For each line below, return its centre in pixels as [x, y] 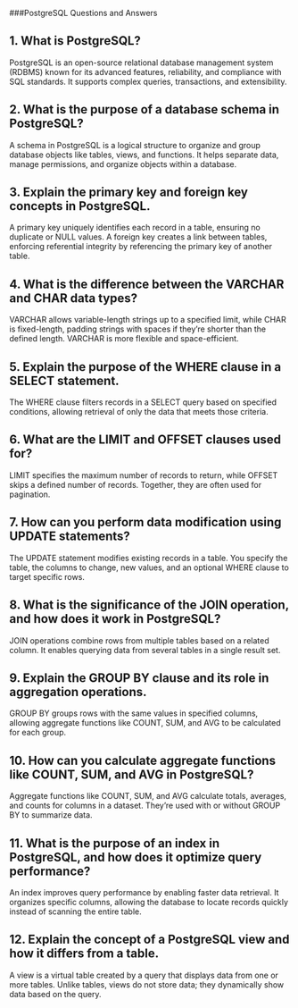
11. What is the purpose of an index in [115, 843]
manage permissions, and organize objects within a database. [123, 164]
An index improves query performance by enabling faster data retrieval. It [144, 892]
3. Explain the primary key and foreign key [128, 193]
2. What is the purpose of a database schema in [144, 109]
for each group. [38, 733]
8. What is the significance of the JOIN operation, [149, 605]
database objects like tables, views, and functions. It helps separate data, [144, 155]
